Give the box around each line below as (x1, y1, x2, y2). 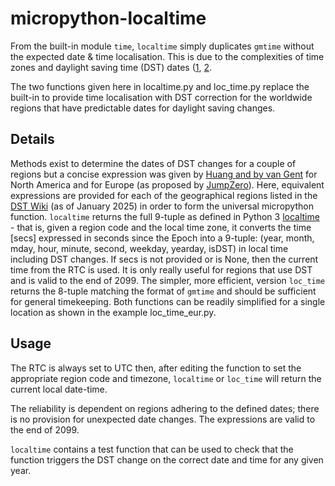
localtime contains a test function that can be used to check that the (10, 443, 294, 455)
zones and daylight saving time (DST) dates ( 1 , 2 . (10, 61, 213, 73)
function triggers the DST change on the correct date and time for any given (10, 453, 324, 466)
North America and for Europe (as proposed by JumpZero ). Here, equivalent (10, 178, 325, 191)
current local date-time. (10, 383, 108, 395)
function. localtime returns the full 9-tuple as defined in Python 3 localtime (10, 210, 320, 222)
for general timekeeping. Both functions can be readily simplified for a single (10, 295, 326, 307)
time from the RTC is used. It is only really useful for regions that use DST (10, 263, 313, 276)
